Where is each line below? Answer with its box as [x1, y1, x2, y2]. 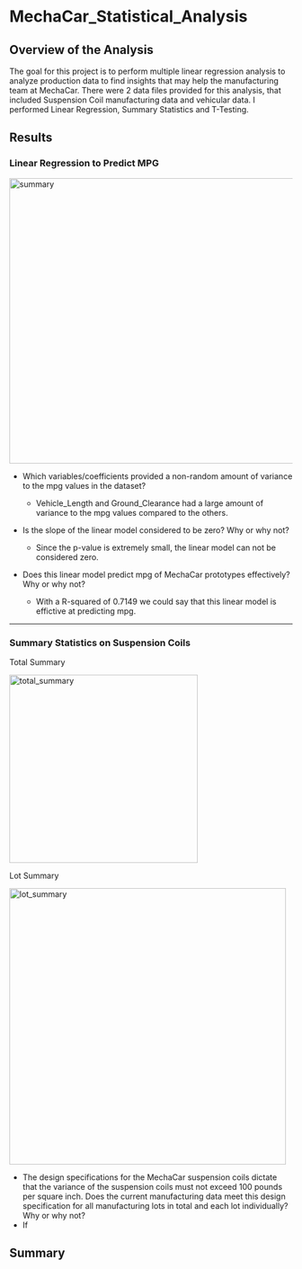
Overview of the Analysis [9, 42, 155, 58]
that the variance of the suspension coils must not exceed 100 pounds [22, 1181, 283, 1192]
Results [9, 130, 53, 146]
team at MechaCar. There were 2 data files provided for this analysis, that [9, 85, 281, 95]
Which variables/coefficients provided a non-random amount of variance [22, 470, 293, 482]
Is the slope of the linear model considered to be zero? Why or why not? [22, 524, 289, 536]
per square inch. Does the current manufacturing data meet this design [22, 1191, 286, 1202]
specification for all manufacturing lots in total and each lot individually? [22, 1200, 289, 1211]
